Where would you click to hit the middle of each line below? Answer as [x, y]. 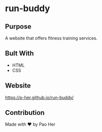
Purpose [18, 27]
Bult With [20, 53]
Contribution [25, 113]
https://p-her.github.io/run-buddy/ [40, 97]
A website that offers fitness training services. [51, 38]
